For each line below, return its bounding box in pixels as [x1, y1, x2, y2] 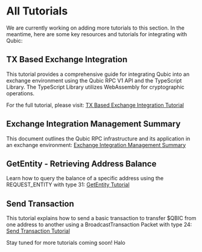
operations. [6, 89, 35, 97]
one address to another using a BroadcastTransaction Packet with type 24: [6, 221, 192, 228]
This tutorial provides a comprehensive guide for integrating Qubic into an [6, 71, 190, 78]
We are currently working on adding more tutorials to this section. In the [6, 24, 185, 31]
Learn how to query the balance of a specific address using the [6, 175, 164, 182]
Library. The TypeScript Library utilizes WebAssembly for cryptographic [6, 83, 185, 90]
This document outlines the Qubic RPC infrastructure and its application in [6, 134, 191, 142]
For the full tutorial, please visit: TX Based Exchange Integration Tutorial [6, 101, 184, 109]
